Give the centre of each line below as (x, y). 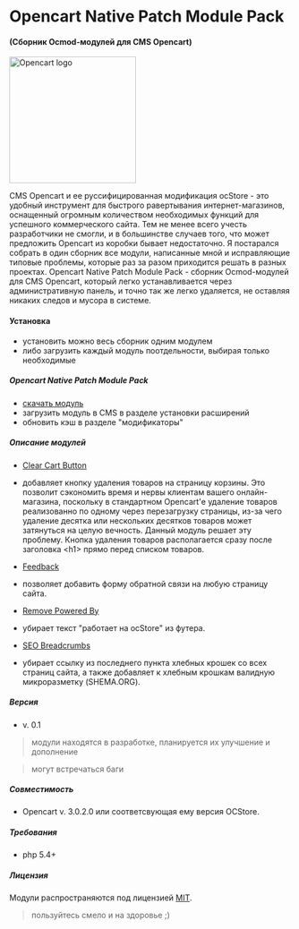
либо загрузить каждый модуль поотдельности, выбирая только (146, 350)
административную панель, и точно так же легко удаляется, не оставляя (150, 291)
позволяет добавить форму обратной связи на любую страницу (145, 584)
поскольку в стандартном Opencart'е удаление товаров (170, 501)
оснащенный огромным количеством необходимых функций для (134, 215)
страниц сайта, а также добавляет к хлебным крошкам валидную (149, 672)
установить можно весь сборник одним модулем (117, 341)
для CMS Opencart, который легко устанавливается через (121, 281)
